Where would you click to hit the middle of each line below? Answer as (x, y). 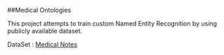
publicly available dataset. (45, 31)
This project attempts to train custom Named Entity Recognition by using (112, 23)
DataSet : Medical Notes (42, 44)
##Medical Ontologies (39, 10)
